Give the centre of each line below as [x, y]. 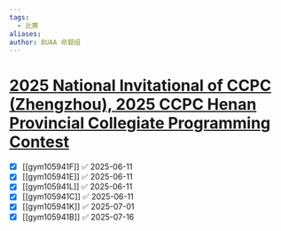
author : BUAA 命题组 [45, 42]
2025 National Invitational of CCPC [140, 86]
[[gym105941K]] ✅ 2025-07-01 [78, 207]
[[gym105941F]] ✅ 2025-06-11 [77, 167]
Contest [39, 142]
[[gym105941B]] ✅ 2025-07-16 [78, 217]
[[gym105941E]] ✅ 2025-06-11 [77, 177]
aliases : [25, 34]
